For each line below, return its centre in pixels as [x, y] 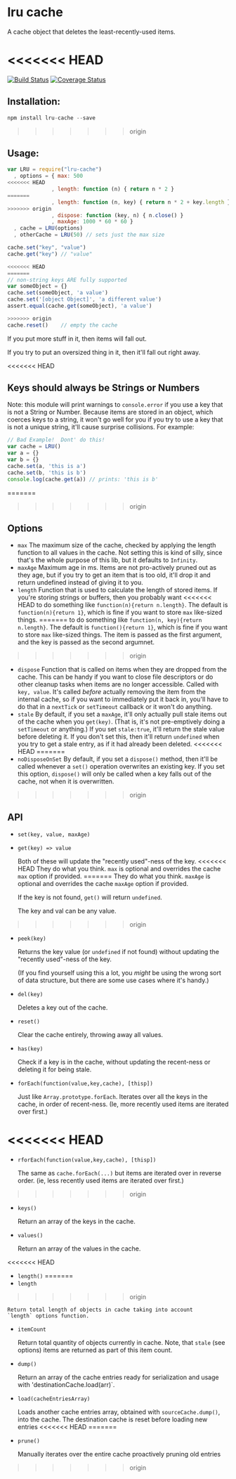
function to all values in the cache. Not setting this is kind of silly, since [120, 553]
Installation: [34, 102]
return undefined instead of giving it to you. [80, 582]
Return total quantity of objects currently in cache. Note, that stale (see [121, 1343]
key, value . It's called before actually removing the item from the [111, 692]
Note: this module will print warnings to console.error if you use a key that [115, 405]
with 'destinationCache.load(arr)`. [66, 1385]
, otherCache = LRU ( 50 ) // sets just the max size [89, 235]
